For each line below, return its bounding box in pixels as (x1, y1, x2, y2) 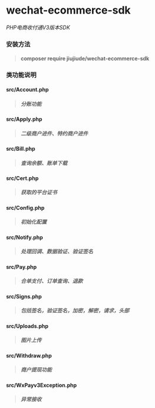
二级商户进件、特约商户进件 (20, 129, 88, 137)
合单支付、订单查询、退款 (20, 277, 83, 284)
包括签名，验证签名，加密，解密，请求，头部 (20, 307, 130, 314)
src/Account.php (6, 86, 49, 93)
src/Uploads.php (6, 322, 49, 329)
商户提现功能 (20, 366, 52, 373)
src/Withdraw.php (6, 352, 52, 359)
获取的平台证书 (20, 189, 57, 196)
